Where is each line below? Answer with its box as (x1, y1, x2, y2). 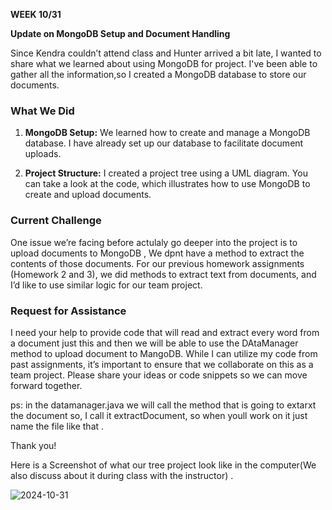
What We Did (10, 104, 75, 118)
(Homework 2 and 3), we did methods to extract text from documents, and (10, 268, 317, 280)
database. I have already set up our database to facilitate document (24, 137, 304, 149)
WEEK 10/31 (10, 9, 62, 20)
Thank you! (10, 439, 57, 451)
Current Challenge (10, 214, 102, 228)
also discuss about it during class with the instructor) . (10, 469, 234, 481)
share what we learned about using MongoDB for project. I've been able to (10, 58, 318, 69)
